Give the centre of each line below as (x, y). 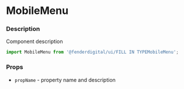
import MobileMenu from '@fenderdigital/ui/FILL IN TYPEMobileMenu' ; (93, 52)
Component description (34, 41)
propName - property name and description (65, 80)
